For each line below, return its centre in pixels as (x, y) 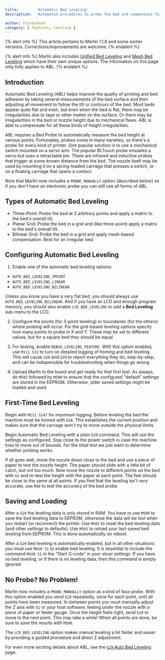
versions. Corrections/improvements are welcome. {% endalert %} (72, 47)
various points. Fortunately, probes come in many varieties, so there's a (77, 140)
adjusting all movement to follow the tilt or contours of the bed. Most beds (80, 105)
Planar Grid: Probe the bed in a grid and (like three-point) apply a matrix (85, 223)
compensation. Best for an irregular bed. (53, 239)
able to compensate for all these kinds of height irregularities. (67, 125)
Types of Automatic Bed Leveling (57, 202)
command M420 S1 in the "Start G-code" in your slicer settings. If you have (80, 554)
